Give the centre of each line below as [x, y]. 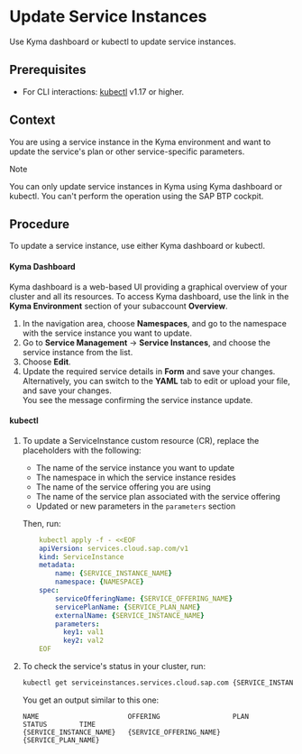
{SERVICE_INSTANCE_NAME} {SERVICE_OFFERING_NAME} [121, 732]
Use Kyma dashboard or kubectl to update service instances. [123, 41]
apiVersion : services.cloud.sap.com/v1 [114, 548]
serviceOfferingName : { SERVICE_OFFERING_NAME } [144, 598]
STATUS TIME [59, 724]
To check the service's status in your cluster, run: [114, 667]
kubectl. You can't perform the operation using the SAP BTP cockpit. [137, 196]
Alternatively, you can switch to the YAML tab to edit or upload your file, [156, 381]
